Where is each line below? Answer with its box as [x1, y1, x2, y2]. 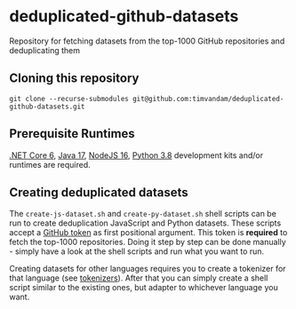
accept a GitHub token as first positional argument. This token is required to [9, 227, 288, 238]
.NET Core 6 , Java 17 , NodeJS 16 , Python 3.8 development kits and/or [9, 149, 264, 161]
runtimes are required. [9, 159, 91, 170]
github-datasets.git [9, 102, 86, 111]
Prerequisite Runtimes [9, 126, 135, 141]
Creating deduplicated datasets [9, 185, 188, 200]
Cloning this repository [9, 71, 140, 86]
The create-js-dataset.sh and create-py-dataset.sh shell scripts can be [9, 209, 277, 219]
